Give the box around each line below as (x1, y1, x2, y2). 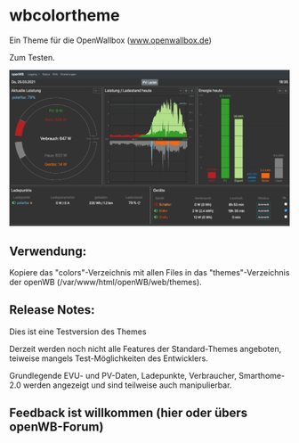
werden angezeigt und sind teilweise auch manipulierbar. (22, 380, 232, 390)
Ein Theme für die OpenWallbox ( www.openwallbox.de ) (9, 35, 212, 45)
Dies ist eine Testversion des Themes (9, 326, 147, 337)
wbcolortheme (9, 5, 120, 26)
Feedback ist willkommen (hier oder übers (9, 406, 248, 421)
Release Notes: (9, 302, 95, 317)
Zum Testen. (9, 52, 55, 62)
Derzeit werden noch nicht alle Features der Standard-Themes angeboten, (9, 343, 282, 354)
